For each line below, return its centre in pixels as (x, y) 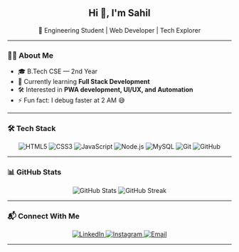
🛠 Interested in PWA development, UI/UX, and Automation (105, 90)
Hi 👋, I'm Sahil (119, 13)
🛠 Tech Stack (32, 129)
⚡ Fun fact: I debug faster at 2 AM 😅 (71, 100)
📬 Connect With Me (43, 216)
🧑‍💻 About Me (30, 56)
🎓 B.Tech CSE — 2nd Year (58, 71)
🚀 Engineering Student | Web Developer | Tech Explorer (119, 30)
